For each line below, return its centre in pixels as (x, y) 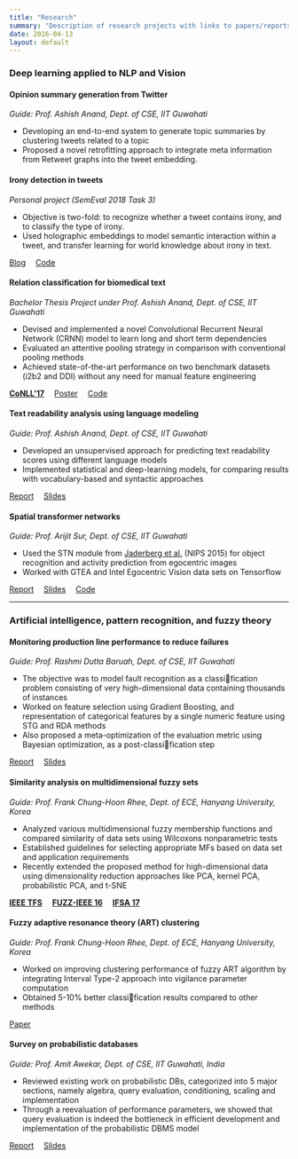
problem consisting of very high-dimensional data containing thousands (153, 688)
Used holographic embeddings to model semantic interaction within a (149, 235)
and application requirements (75, 856)
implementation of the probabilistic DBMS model (110, 1128)
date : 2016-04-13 (41, 34)
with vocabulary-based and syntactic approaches (113, 478)
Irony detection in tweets (56, 179)
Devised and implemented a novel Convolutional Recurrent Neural (142, 328)
